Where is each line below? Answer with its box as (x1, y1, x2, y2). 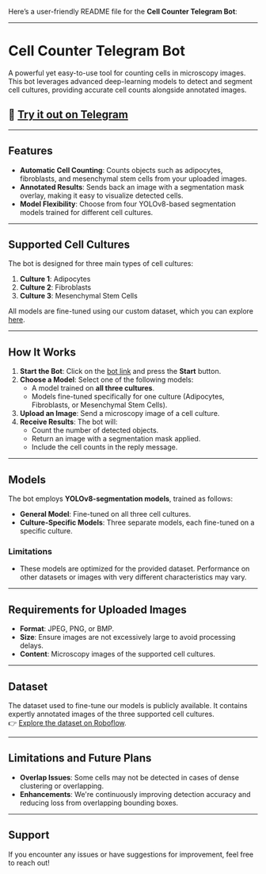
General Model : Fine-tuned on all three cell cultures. (19, 510, 192, 518)
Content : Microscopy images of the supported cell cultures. (19, 649, 216, 659)
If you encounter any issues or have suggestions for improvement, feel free (8, 849, 254, 859)
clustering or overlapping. (19, 781, 104, 791)
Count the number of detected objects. (31, 425, 159, 435)
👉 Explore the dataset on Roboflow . (8, 718, 127, 727)
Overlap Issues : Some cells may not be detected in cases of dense (19, 772, 240, 782)
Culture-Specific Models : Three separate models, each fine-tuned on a (19, 518, 255, 527)
